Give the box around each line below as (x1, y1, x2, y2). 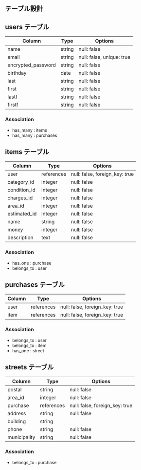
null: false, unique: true (78, 54, 130, 61)
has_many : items (12, 127, 47, 133)
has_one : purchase (12, 260, 52, 266)
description (7, 234, 34, 241)
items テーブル (5, 148, 50, 156)
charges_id (7, 194, 33, 201)
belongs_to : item (12, 342, 47, 348)
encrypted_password (7, 62, 56, 68)
